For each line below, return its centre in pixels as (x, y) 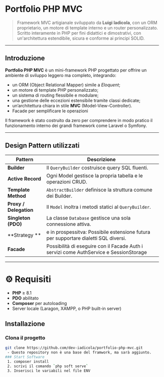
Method (17, 196)
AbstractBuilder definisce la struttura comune (99, 190)
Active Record (24, 178)
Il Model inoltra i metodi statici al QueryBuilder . (99, 207)
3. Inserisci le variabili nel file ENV (49, 371)
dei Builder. (59, 196)
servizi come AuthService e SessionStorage (97, 252)
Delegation (20, 210)
